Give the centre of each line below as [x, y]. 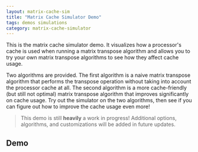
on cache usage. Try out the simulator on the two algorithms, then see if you [99, 101]
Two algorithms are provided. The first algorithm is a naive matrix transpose [98, 75]
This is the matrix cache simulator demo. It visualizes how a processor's [94, 45]
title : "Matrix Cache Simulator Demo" [54, 17]
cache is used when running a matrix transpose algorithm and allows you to [98, 51]
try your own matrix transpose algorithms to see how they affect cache [92, 57]
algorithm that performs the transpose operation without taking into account [99, 82]
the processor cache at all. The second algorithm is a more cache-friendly [97, 88]
